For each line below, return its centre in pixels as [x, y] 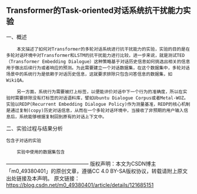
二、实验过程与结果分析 [34, 128]
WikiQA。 [16, 80]
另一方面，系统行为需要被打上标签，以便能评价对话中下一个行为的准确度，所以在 [100, 92]
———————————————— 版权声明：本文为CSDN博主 [81, 163]
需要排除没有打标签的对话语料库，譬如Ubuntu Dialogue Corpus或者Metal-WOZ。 [101, 98]
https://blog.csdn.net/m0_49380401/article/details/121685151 [80, 185]
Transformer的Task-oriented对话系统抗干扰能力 [95, 11]
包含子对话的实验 [24, 141]
